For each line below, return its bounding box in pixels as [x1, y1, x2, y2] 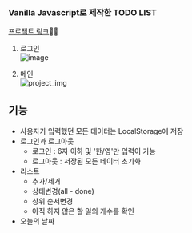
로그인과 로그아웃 [19, 136, 74, 146]
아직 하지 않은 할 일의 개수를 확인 [31, 207, 134, 216]
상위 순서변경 [31, 196, 74, 206]
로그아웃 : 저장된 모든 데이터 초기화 [31, 156, 142, 166]
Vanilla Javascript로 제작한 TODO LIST [8, 6, 158, 18]
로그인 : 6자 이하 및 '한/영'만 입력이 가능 [31, 147, 156, 156]
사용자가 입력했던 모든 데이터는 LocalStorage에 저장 [19, 127, 184, 136]
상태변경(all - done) [31, 187, 94, 196]
